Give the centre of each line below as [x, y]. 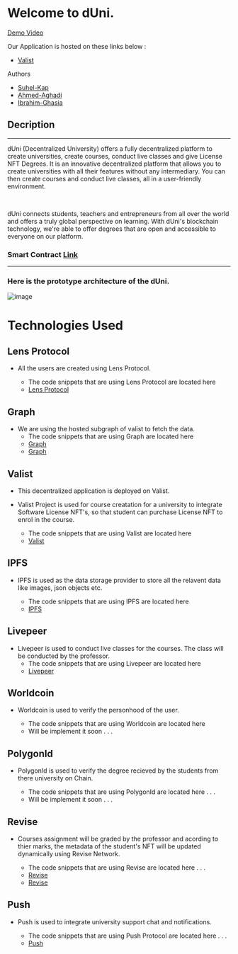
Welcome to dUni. [61, 13]
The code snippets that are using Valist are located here [110, 533]
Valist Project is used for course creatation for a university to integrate [120, 504]
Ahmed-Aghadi [40, 95]
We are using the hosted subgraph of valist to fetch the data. [106, 429]
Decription [31, 125]
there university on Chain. [55, 778]
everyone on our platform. [45, 236]
